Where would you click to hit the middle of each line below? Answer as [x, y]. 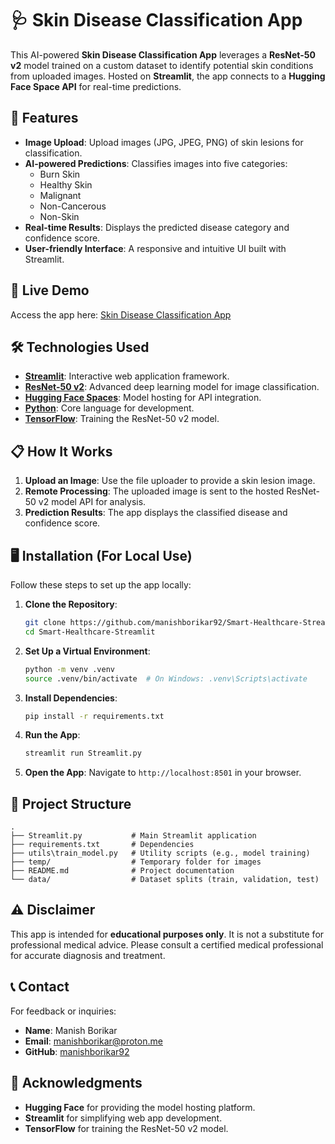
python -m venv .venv [69, 669]
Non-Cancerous [73, 206]
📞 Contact [40, 987]
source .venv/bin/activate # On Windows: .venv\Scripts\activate [166, 678]
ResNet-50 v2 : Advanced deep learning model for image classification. [172, 387]
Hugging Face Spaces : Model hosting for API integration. [143, 398]
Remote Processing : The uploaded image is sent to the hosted [154, 491]
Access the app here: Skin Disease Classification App [121, 314]
